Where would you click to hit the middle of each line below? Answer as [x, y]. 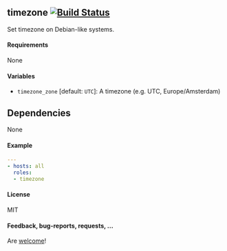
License [19, 195]
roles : [23, 173]
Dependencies [39, 113]
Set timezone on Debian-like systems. [61, 29]
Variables [21, 76]
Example [20, 145]
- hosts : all [26, 166]
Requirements [28, 45]
